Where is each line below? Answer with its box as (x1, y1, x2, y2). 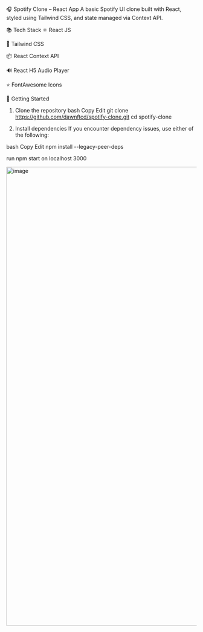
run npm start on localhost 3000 (6, 155, 87, 162)
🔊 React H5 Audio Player (6, 67, 69, 74)
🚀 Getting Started (6, 95, 50, 102)
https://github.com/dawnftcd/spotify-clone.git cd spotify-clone (14, 113, 172, 120)
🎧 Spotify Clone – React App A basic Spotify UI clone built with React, (6, 5, 182, 13)
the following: (14, 131, 50, 138)
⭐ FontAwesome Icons (6, 81, 62, 88)
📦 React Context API (6, 53, 59, 59)
